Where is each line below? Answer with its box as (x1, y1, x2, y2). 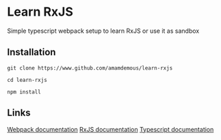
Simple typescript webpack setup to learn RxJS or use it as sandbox (7, 27, 200, 35)
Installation (7, 46, 56, 58)
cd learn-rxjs (7, 76, 48, 83)
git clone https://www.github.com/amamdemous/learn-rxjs (7, 64, 173, 72)
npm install (7, 88, 41, 96)
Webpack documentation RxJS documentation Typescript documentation (7, 125, 214, 133)
